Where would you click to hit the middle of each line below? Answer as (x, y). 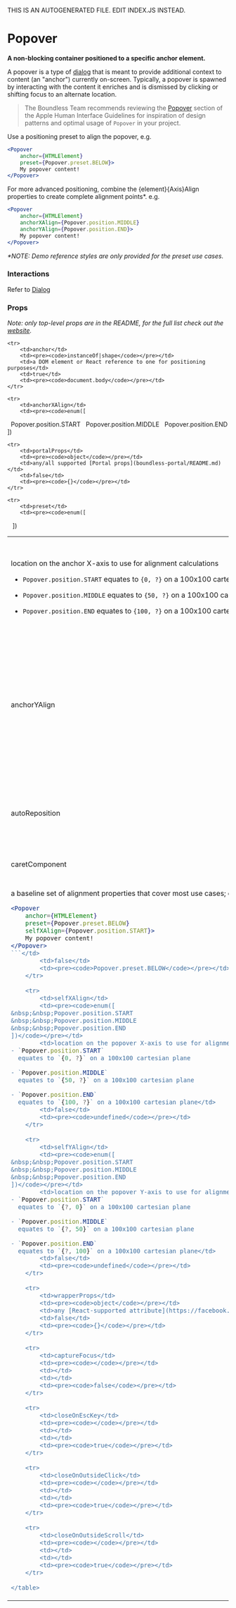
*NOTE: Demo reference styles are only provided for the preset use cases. (116, 256)
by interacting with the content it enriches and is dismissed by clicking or (113, 87)
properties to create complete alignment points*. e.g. (84, 197)
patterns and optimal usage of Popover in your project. (103, 123)
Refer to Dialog (29, 289)
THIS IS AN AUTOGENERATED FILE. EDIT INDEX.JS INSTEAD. (97, 10)
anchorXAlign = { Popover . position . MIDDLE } (80, 223)
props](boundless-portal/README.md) (168, 464)
